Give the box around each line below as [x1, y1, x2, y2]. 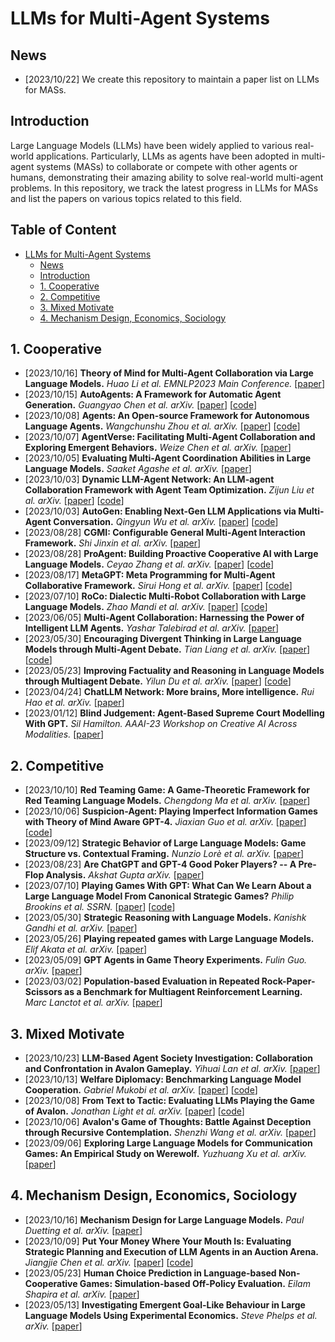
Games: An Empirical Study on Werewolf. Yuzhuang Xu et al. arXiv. [24, 1148, 307, 1160]
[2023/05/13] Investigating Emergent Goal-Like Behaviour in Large [24, 1298, 306, 1311]
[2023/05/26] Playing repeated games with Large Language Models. [24, 933, 315, 945]
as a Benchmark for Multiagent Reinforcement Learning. [64, 986, 303, 998]
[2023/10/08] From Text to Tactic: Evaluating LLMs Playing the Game [24, 1095, 315, 1107]
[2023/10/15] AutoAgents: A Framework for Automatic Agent [24, 388, 282, 401]
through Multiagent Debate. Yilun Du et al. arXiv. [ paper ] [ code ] [24, 675, 292, 687]
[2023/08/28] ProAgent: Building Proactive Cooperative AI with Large [24, 548, 319, 560]
